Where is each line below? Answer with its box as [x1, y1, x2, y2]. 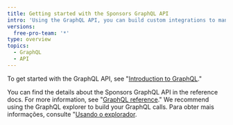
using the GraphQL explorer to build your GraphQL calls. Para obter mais [7, 102, 215, 111]
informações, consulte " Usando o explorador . [7, 110, 137, 118]
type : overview [7, 36, 51, 43]
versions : [7, 23, 36, 30]
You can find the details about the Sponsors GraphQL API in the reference [7, 87, 218, 96]
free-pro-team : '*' [13, 29, 70, 37]
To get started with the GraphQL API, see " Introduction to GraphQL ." [7, 74, 202, 83]
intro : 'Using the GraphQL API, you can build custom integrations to [7, 17, 216, 24]
